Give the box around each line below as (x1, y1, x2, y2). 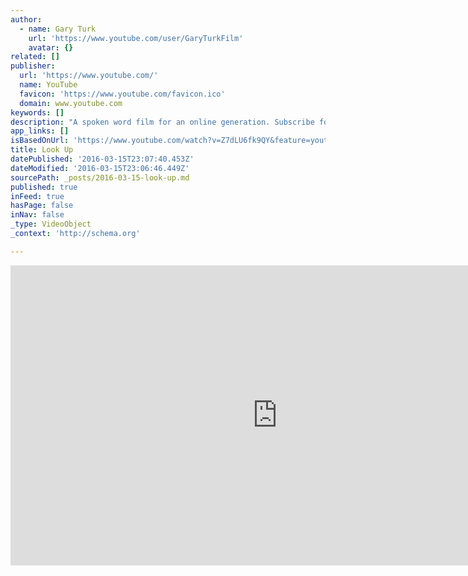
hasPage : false (10, 201, 74, 211)
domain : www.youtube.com (19, 98, 123, 108)
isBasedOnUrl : (10, 136, 70, 146)
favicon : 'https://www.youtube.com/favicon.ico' (19, 89, 226, 99)
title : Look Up (10, 145, 74, 155)
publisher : (10, 61, 56, 71)
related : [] (10, 52, 60, 62)
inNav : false (10, 210, 65, 220)
